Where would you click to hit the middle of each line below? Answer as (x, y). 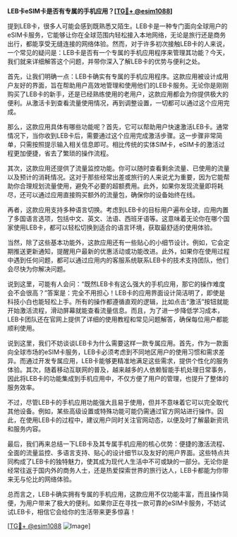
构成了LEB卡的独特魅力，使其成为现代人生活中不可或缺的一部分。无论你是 (121, 461)
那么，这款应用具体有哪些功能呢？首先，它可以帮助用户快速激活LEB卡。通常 (118, 127)
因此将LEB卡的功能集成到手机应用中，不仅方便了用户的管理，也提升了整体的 (118, 378)
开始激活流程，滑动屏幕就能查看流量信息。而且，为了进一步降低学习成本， (115, 311)
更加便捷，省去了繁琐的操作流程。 (63, 153)
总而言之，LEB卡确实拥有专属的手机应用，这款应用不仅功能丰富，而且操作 (115, 494)
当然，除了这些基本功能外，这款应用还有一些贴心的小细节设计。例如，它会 (115, 242)
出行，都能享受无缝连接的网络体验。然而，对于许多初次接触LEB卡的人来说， (118, 44)
